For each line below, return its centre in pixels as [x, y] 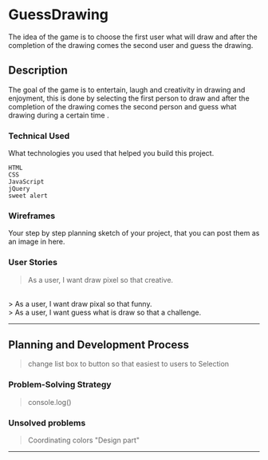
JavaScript [26, 182]
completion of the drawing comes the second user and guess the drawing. [131, 45]
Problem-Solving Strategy [60, 385]
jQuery [19, 189]
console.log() [49, 402]
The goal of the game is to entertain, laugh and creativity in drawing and [127, 89]
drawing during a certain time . [59, 115]
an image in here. [37, 242]
